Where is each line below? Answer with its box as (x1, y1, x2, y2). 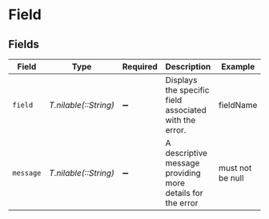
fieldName (219, 100, 258, 110)
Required (122, 62, 158, 72)
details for (165, 188, 203, 198)
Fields (8, 38, 40, 51)
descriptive (165, 148, 208, 158)
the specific (165, 85, 210, 95)
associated (165, 105, 207, 115)
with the (165, 114, 196, 125)
